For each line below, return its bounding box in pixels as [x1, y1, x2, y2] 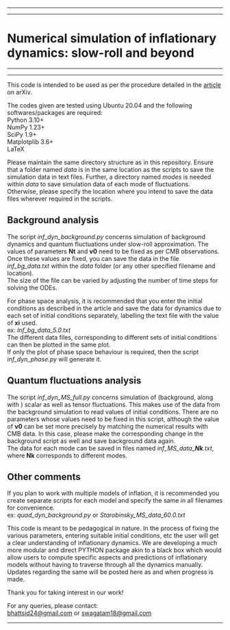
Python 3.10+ [7, 116, 44, 124]
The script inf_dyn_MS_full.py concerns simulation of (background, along [7, 393, 214, 401]
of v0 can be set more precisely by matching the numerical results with [7, 422, 209, 430]
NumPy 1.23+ [7, 123, 46, 131]
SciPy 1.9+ [7, 130, 37, 138]
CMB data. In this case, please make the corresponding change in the [7, 429, 204, 438]
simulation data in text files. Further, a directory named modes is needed [7, 173, 212, 181]
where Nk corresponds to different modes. [7, 451, 128, 459]
